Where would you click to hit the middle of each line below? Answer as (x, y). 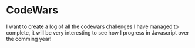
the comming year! (29, 39)
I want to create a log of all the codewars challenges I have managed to (93, 26)
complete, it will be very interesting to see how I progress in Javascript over (97, 32)
